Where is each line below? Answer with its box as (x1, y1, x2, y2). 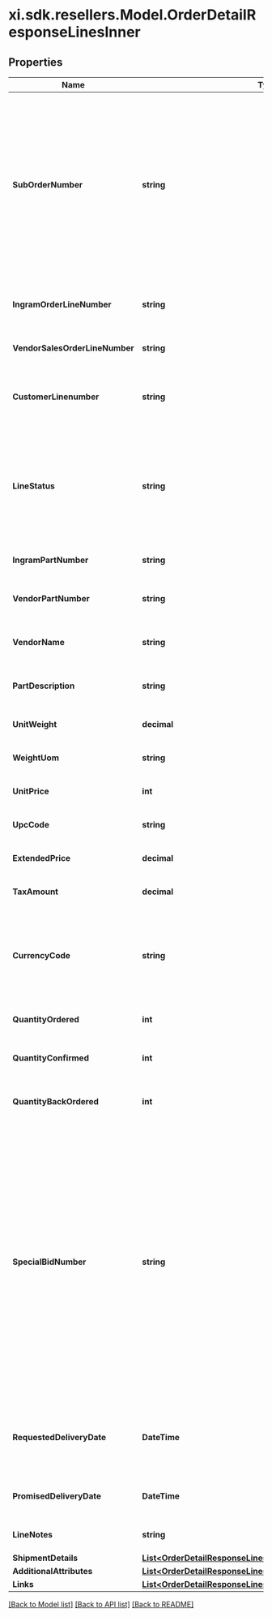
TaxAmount (12, 886, 59, 897)
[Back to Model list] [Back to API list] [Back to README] (8, 1600, 194, 1609)
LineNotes (12, 1529, 53, 1540)
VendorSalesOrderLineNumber (12, 342, 135, 354)
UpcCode (12, 819, 50, 830)
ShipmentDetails (12, 1552, 79, 1563)
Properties (8, 55, 63, 69)
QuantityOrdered (12, 1014, 79, 1025)
